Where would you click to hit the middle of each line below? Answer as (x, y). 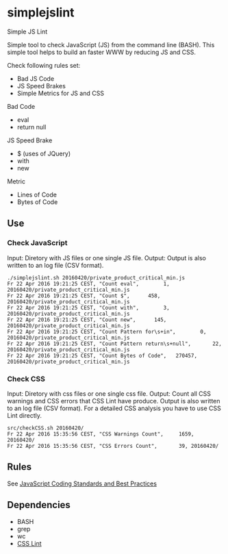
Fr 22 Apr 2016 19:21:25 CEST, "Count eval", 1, (88, 284)
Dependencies (39, 505)
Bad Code (21, 106)
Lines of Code (37, 194)
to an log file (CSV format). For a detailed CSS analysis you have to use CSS (114, 408)
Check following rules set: (44, 65)
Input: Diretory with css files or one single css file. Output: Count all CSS (109, 393)
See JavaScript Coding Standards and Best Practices (82, 483)
